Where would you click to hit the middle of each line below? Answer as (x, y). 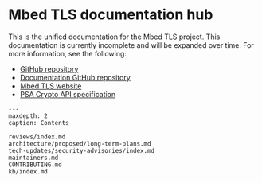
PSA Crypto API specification (68, 94)
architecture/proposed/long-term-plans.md (80, 144)
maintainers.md (33, 158)
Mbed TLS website (51, 86)
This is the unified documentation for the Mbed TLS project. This (114, 37)
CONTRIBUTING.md (35, 165)
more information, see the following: (68, 53)
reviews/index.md (37, 137)
